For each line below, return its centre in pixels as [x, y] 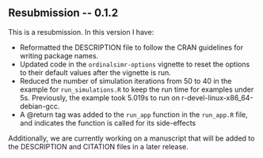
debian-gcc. [40, 106]
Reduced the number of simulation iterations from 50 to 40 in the [126, 81]
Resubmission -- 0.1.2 [63, 13]
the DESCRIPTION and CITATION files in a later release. [98, 146]
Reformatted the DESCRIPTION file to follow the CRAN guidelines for [131, 47]
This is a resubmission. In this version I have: [81, 32]
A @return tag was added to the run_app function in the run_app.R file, [133, 115]
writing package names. [59, 55]
